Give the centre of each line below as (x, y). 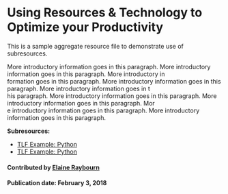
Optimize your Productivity (85, 27)
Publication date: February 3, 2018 (57, 183)
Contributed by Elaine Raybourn (54, 167)
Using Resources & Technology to (105, 13)
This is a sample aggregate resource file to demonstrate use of (96, 46)
